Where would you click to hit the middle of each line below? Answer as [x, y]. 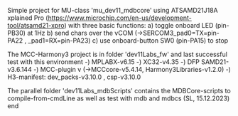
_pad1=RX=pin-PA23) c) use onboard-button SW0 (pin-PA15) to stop [128, 41]
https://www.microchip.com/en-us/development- [120, 18]
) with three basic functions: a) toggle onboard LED [139, 25]
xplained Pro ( [28, 18]
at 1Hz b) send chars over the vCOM [80, 33]
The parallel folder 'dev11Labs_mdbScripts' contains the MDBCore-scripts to [119, 91]
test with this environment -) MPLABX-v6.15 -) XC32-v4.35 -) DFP [104, 62]
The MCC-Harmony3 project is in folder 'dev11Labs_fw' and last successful [117, 54]
